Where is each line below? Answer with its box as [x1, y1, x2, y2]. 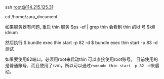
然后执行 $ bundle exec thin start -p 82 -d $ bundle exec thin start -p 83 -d [5, 39, 158, 45]
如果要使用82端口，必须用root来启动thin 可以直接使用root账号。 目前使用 [5, 56, 154, 62]
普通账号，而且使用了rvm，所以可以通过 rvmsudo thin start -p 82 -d [9, 63, 151, 68]
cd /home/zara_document [5, 14, 58, 19]
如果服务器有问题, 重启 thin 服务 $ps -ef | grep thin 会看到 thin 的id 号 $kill [5, 24, 156, 30]
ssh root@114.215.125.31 [5, 4, 54, 10]
